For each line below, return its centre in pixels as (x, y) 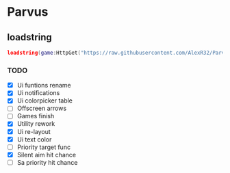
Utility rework (36, 124)
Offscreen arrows (42, 108)
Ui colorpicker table (45, 101)
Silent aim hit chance (47, 155)
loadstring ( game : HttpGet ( (44, 53)
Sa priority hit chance (47, 162)
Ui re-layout (34, 131)
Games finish (36, 116)
